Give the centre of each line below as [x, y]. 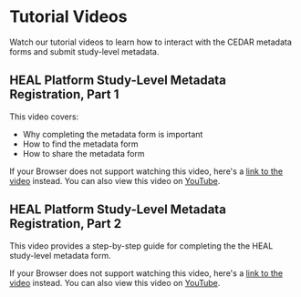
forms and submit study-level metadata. [84, 51]
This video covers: [44, 117]
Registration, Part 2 [65, 224]
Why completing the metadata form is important [113, 134]
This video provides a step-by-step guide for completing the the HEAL [141, 246]
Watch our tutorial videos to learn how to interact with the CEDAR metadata [150, 42]
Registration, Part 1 [64, 94]
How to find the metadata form [80, 144]
